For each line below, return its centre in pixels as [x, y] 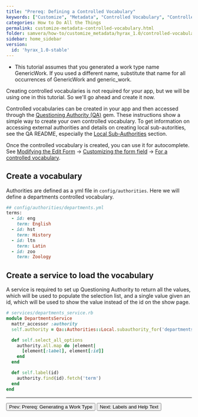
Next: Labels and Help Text [129, 407]
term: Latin [31, 246]
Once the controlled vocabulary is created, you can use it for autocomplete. [98, 145]
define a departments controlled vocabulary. [60, 197]
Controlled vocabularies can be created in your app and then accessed [92, 108]
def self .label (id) [35, 373]
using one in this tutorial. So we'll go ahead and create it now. [80, 97]
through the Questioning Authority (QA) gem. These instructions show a [93, 115]
